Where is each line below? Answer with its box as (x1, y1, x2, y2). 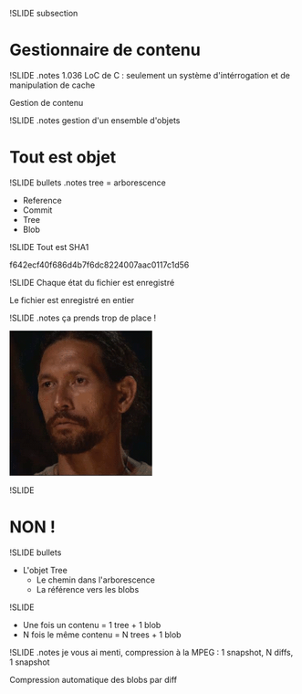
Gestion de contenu (9, 97, 84, 108)
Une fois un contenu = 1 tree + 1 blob (22, 619, 161, 630)
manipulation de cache (9, 79, 96, 90)
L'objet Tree (22, 564, 68, 575)
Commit (22, 205, 53, 216)
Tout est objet (9, 147, 117, 168)
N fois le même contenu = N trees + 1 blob (22, 629, 182, 640)
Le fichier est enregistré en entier (9, 294, 135, 305)
